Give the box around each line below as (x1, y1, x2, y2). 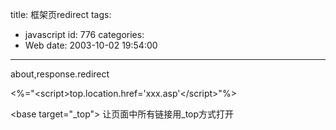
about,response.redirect (10, 68, 110, 80)
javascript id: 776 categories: (24, 29, 145, 40)
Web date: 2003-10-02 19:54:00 (24, 39, 158, 51)
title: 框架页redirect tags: (10, 9, 112, 20)
